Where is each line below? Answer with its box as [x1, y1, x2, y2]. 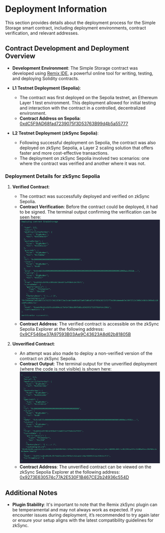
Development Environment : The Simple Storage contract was [12, 65, 138, 71]
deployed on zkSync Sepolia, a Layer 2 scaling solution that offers [19, 145, 154, 151]
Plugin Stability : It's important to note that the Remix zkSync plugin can [12, 502, 158, 507]
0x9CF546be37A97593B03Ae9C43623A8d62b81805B [19, 331, 131, 337]
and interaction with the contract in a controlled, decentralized [19, 105, 146, 111]
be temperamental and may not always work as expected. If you [12, 507, 142, 513]
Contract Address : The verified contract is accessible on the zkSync [19, 320, 160, 327]
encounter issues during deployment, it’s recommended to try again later [12, 512, 160, 518]
